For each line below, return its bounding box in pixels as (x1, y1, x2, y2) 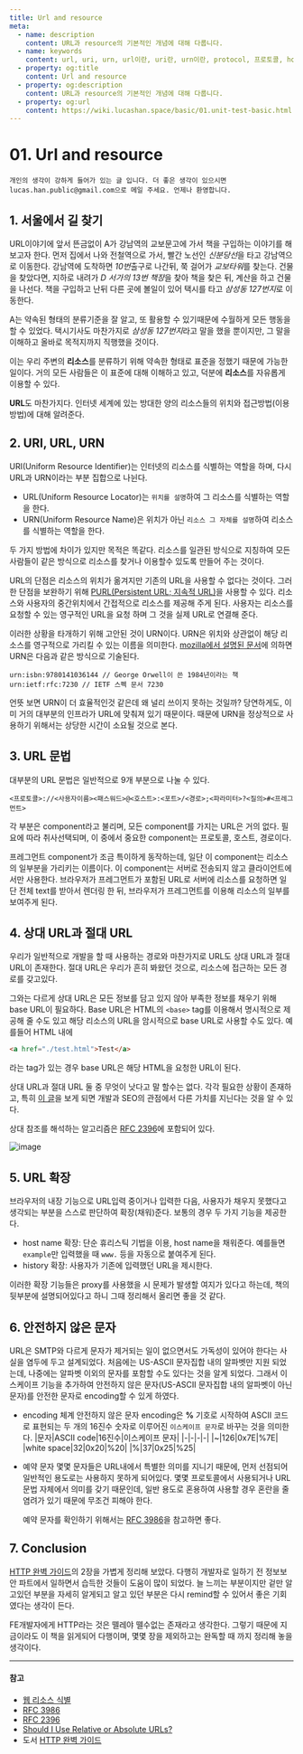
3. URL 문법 (9, 749, 72, 764)
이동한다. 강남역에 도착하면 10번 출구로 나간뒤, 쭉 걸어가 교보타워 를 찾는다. (18, 261, 278, 271)
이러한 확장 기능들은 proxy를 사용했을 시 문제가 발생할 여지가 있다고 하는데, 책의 (9, 1279, 290, 1290)
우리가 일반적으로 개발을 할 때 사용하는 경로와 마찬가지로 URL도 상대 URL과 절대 (9, 951, 290, 962)
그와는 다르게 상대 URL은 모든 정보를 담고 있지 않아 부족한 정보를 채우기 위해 (9, 993, 277, 1004)
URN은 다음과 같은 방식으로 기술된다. (9, 650, 140, 661)
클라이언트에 (247, 863, 292, 873)
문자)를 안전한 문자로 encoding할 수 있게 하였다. (9, 1390, 179, 1401)
